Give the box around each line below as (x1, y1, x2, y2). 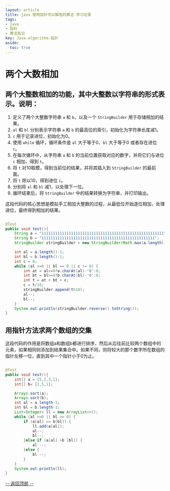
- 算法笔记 (5, 31, 25, 36)
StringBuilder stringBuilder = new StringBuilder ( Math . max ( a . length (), (14, 240, 168, 245)
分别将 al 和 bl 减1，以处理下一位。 (12, 183, 87, 190)
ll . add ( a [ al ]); (32, 424, 65, 429)
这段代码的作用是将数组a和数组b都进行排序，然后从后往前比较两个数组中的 (5, 340, 161, 347)
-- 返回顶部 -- (5, 480, 34, 486)
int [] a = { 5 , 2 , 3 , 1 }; (14, 377, 60, 382)
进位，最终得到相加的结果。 (5, 207, 63, 213)
